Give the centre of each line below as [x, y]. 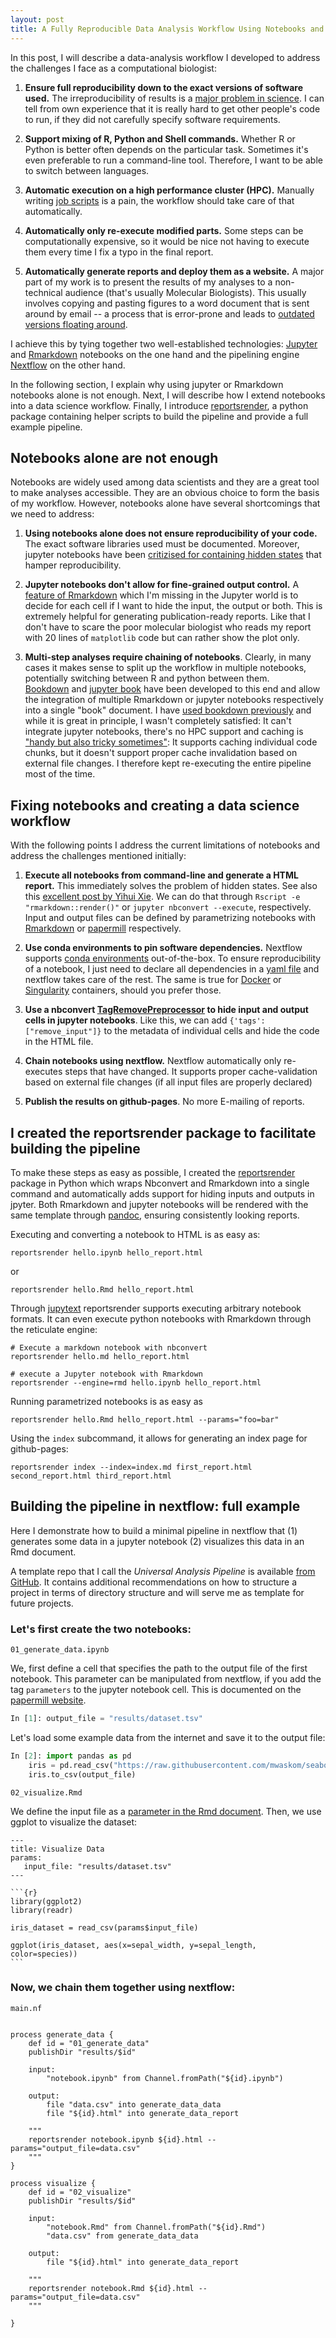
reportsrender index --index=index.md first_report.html [131, 1467]
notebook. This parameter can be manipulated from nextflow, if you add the [166, 1679]
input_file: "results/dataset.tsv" [97, 1866]
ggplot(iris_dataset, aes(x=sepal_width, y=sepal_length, [133, 1945]
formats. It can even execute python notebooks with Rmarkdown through [161, 1318]
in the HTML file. [59, 1042]
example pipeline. [46, 427]
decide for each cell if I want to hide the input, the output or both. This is [173, 606]
